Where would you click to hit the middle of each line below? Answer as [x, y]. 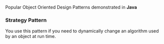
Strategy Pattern [26, 20]
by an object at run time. [31, 36]
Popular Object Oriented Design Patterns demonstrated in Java [71, 7]
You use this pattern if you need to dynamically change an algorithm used [82, 31]
